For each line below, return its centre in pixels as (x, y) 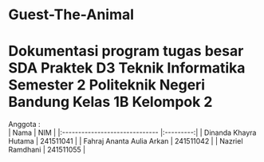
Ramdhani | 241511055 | (47, 150)
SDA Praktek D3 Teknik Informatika (127, 68)
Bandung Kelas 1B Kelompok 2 (110, 102)
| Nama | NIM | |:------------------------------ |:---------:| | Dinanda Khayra (132, 132)
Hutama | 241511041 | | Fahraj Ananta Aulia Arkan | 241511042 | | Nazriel (126, 141)
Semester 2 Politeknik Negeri (107, 85)
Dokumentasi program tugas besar (126, 51)
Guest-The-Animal (71, 15)
